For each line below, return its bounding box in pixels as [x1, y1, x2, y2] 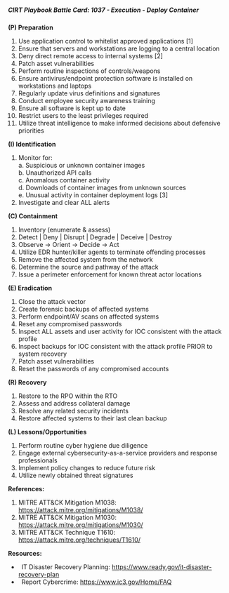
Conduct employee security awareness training [18, 96, 155, 105]
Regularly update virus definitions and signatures [18, 88, 161, 98]
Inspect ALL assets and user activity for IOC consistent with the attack [18, 327, 222, 335]
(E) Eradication [8, 284, 52, 292]
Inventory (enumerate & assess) [18, 225, 111, 234]
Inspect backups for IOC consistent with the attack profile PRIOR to [18, 342, 213, 350]
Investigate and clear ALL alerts [18, 198, 110, 206]
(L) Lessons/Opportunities [8, 427, 87, 436]
